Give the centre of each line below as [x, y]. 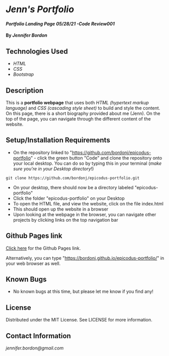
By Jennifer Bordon [27, 35]
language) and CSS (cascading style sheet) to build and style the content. [83, 108]
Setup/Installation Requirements [58, 140]
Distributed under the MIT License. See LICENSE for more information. [79, 320]
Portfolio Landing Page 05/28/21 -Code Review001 [60, 23]
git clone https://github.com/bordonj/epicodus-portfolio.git [73, 178]
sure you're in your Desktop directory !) [53, 168]
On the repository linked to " [43, 152]
